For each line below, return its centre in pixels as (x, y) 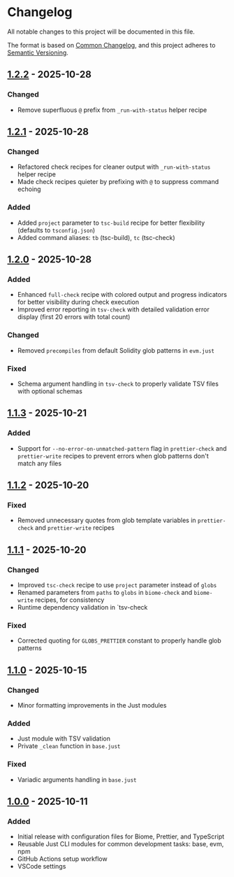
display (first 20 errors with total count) (74, 317)
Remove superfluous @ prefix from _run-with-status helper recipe (112, 110)
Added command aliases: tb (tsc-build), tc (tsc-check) (96, 237)
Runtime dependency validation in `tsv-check (82, 607)
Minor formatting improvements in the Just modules (92, 705)
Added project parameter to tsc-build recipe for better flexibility (111, 223)
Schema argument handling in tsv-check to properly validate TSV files (118, 384)
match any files (39, 463)
